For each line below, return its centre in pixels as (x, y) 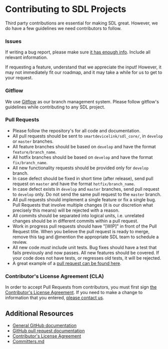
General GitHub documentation (44, 325)
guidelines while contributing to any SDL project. (55, 107)
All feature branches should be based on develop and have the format (84, 146)
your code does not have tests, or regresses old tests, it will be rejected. (87, 258)
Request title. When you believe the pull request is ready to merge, (81, 231)
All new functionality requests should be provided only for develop (80, 168)
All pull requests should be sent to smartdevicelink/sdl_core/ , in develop (87, 136)
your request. (19, 78)
